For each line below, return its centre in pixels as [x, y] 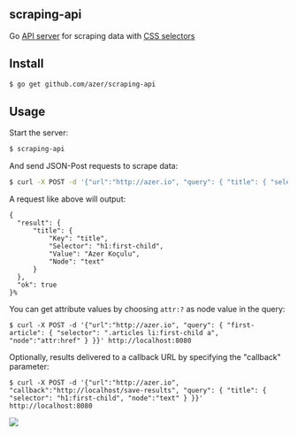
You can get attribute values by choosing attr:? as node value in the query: [147, 310]
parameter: [30, 367]
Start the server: [39, 133]
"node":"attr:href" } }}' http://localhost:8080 [100, 341]
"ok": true [37, 285]
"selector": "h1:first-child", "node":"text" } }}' [106, 398]
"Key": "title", [78, 239]
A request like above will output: [68, 199]
